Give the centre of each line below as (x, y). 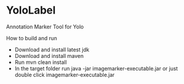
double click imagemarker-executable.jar (64, 75)
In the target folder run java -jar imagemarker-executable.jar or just (96, 68)
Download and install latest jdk (52, 49)
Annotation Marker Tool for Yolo (45, 27)
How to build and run (32, 38)
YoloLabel (31, 10)
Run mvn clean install (41, 62)
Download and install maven (49, 56)
